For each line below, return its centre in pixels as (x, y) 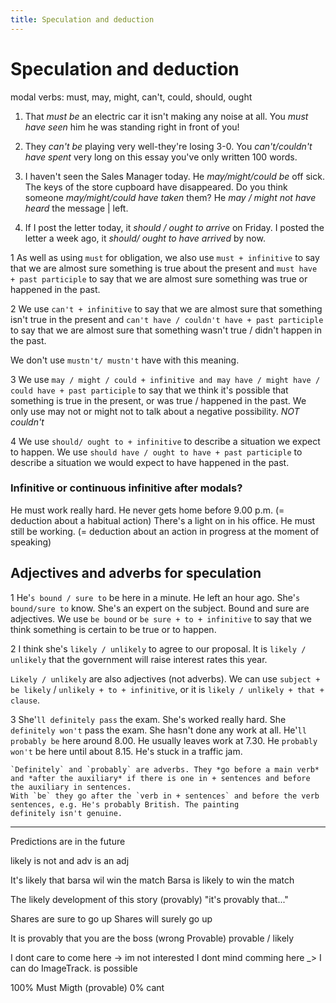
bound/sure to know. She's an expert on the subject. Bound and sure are (160, 608)
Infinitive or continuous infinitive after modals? (126, 488)
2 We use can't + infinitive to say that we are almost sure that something (166, 308)
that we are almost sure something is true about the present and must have (164, 268)
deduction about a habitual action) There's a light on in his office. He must (163, 520)
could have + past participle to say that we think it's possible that (149, 390)
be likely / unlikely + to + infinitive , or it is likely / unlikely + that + (167, 689)
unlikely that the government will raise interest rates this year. (139, 659)
